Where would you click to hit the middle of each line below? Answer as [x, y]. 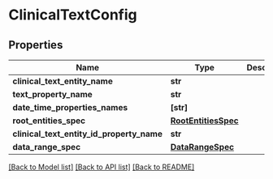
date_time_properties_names [70, 107]
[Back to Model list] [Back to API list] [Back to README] [102, 167]
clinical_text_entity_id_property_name [87, 134]
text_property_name [53, 94]
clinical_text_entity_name [63, 81]
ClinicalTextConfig [73, 15]
